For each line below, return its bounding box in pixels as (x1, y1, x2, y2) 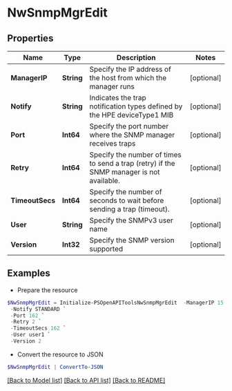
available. (89, 176, 121, 185)
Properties (7, 32, 54, 44)
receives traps (89, 139, 136, 148)
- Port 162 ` (10, 312, 45, 319)
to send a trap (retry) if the (89, 159, 175, 168)
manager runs (89, 82, 135, 91)
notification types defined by (89, 102, 183, 111)
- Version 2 (10, 338, 41, 345)
